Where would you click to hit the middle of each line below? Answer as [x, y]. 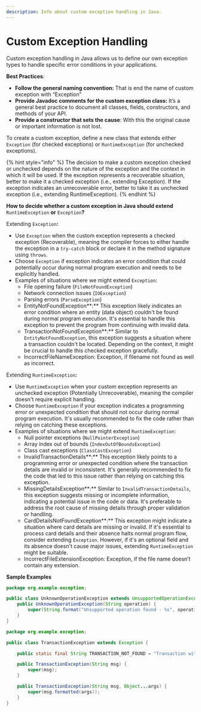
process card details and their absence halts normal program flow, [106, 533]
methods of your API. [41, 113]
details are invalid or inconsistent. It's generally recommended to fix [107, 469]
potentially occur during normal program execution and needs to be [98, 267]
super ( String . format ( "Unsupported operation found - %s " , [101, 610]
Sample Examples [29, 577]
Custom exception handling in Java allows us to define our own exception [97, 58]
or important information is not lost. [58, 126]
